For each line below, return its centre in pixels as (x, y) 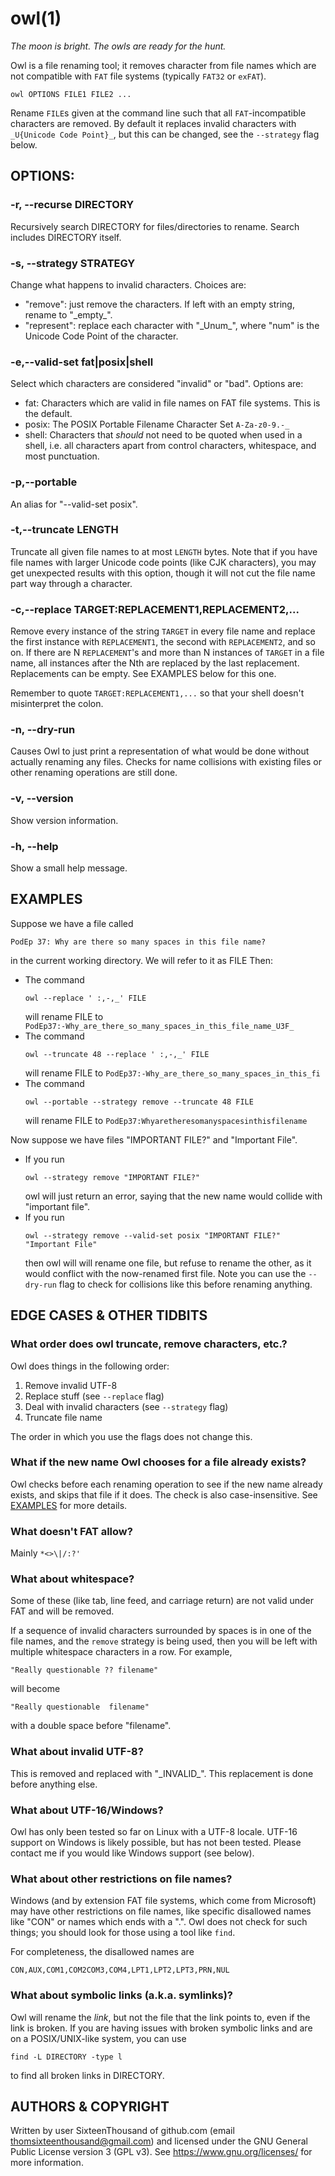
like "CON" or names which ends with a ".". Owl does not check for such (159, 1922)
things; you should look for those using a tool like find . (123, 1933)
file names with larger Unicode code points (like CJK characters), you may (163, 562)
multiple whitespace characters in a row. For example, (121, 1652)
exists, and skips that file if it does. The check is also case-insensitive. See (164, 1494)
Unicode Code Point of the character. (101, 336)
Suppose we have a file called (72, 923)
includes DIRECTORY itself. (66, 237)
